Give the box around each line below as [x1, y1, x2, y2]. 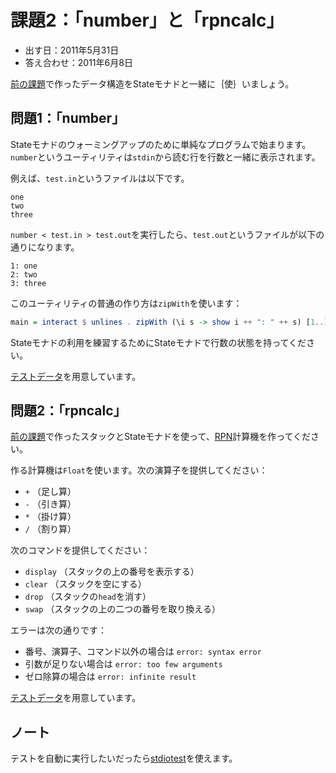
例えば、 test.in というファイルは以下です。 [10, 172, 190, 184]
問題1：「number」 [10, 110, 126, 127]
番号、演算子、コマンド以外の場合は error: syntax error [24, 646, 262, 658]
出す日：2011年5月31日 [24, 44, 120, 56]
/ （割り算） [24, 523, 77, 535]
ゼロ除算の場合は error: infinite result [24, 671, 197, 683]
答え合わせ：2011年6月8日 [24, 56, 133, 68]
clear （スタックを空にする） [24, 578, 147, 590]
